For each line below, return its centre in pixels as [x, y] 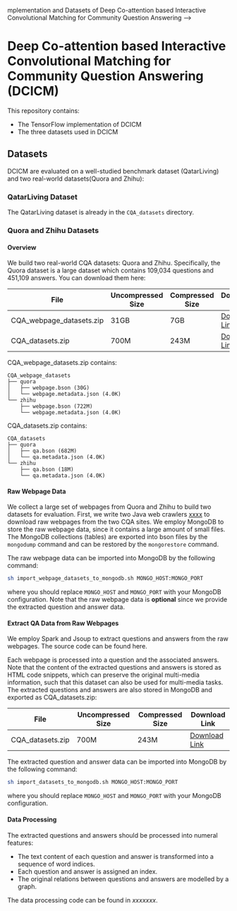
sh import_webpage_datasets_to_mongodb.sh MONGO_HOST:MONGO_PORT [105, 579]
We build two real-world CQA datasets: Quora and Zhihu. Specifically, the [114, 263]
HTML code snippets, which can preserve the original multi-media [103, 675]
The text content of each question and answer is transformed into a [115, 856]
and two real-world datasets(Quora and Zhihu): [76, 179]
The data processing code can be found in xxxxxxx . [83, 900]
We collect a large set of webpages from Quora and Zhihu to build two [109, 507]
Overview [22, 247]
